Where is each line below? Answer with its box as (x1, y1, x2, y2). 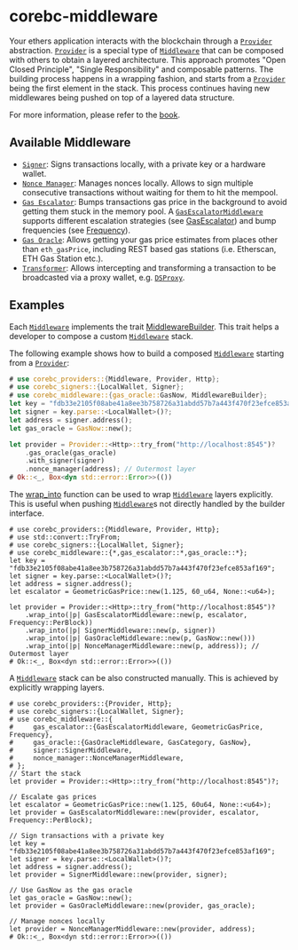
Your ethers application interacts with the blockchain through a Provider (9, 36, 273, 46)
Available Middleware (9, 135, 131, 150)
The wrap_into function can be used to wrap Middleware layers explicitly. (9, 489, 273, 500)
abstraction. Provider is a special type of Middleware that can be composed (9, 44, 284, 55)
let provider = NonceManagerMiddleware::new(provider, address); (9, 925, 255, 934)
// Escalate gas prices (9, 793, 98, 802)
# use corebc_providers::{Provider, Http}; (9, 700, 173, 709)
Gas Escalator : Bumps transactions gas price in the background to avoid (21, 196, 287, 207)
